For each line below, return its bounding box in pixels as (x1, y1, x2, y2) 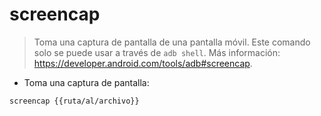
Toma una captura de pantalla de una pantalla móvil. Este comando (33, 36, 311, 48)
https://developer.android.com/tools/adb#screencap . (33, 57, 253, 69)
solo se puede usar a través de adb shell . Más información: (33, 46, 281, 58)
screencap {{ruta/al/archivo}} (9, 96, 140, 106)
